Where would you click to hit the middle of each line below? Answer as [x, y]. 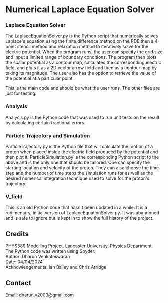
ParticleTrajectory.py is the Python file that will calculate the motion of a [79, 147]
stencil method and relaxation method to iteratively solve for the [83, 47]
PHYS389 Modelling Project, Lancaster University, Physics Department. [79, 246]
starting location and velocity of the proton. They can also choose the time [82, 168]
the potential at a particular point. [40, 78]
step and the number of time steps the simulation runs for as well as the [79, 173]
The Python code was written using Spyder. [50, 251]
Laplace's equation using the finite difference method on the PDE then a [79, 41]
